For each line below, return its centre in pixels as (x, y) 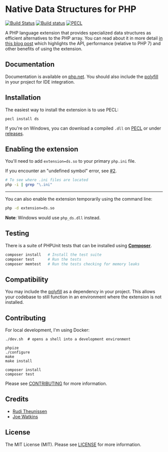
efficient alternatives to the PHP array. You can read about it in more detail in (84, 38)
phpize (12, 348)
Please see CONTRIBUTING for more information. (56, 383)
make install (19, 361)
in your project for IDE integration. (40, 82)
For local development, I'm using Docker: (47, 330)
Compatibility (27, 280)
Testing (17, 234)
